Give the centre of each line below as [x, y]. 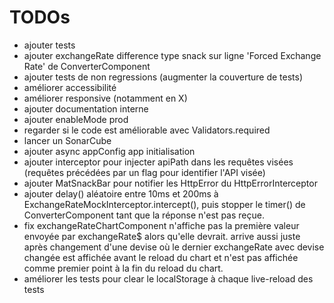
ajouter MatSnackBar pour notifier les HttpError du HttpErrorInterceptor [170, 183]
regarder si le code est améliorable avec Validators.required [147, 130]
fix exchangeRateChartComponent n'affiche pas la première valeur [161, 225]
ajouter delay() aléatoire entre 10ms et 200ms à [121, 193]
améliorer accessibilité [70, 87]
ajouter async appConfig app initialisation [109, 151]
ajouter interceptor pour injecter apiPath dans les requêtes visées [158, 162]
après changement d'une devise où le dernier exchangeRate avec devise [174, 247]
